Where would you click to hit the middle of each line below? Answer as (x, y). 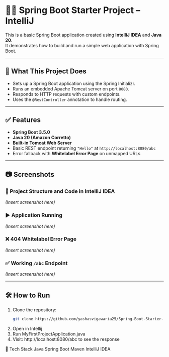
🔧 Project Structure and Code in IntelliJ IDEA (60, 191)
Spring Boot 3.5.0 (31, 132)
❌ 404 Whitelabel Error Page (41, 239)
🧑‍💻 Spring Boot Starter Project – (73, 10)
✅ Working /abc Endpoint (36, 263)
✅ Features (23, 120)
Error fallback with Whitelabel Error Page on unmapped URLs (76, 153)
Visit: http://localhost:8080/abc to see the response (66, 339)
